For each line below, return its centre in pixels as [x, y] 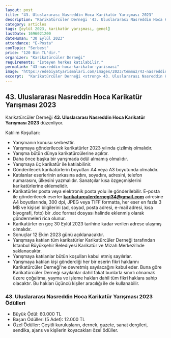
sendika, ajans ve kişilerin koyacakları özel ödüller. [65, 330]
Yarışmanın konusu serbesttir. [44, 142]
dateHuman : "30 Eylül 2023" [35, 39]
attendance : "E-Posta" [29, 43]
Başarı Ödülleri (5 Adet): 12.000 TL [49, 319]
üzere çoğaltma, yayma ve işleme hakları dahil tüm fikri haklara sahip [85, 278]
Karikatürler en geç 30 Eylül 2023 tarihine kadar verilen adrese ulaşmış [87, 224]
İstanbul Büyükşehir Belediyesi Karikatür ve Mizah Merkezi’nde [79, 245]
